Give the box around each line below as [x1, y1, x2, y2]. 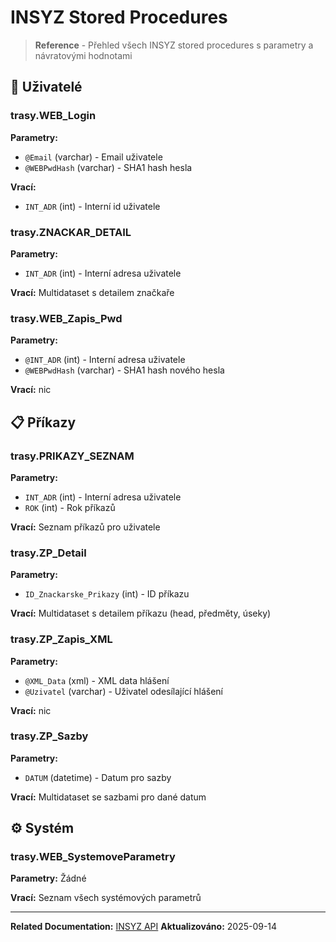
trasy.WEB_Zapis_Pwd [10, 311, 123, 325]
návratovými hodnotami [34, 49, 133, 61]
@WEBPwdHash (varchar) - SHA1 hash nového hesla [24, 364, 225, 376]
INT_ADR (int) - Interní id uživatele [24, 200, 161, 212]
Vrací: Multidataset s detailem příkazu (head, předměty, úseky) [10, 607, 272, 620]
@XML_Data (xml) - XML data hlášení [24, 674, 170, 686]
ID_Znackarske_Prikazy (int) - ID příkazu [24, 588, 190, 600]
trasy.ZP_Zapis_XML [10, 632, 113, 646]
